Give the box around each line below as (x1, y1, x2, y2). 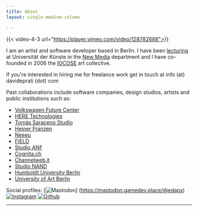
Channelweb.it (14, 156, 50, 163)
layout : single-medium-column (6, 14, 81, 20)
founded (6, 60, 27, 67)
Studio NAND (14, 163, 47, 170)
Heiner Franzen (14, 125, 52, 132)
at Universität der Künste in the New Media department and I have (6, 53, 167, 60)
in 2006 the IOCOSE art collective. (27, 60, 111, 67)
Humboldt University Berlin (14, 169, 81, 176)
